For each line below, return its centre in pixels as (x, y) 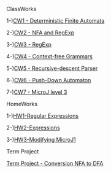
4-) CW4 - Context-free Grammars (50, 56)
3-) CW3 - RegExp (29, 44)
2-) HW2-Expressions (33, 128)
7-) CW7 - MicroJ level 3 (37, 92)
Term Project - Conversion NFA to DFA (55, 163)
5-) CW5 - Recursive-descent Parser (52, 68)
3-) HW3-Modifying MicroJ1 (41, 140)
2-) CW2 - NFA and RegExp (40, 33)
